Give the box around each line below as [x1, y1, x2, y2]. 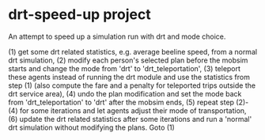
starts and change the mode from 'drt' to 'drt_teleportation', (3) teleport [8, 63, 241, 73]
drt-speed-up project [8, 6, 152, 24]
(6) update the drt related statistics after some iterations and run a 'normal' [8, 114, 252, 123]
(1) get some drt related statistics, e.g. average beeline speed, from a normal [8, 47, 258, 56]
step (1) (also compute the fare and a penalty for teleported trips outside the [8, 81, 256, 90]
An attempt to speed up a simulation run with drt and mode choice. [8, 32, 226, 41]
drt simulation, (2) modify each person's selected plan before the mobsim [8, 55, 248, 65]
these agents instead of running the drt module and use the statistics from [8, 72, 251, 81]
